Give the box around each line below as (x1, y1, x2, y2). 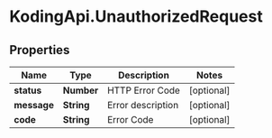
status (14, 84, 42, 97)
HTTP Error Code (106, 84, 180, 97)
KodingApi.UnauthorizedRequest (9, 6, 263, 27)
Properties (9, 42, 70, 58)
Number (62, 84, 99, 97)
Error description (106, 99, 179, 111)
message (14, 99, 54, 111)
